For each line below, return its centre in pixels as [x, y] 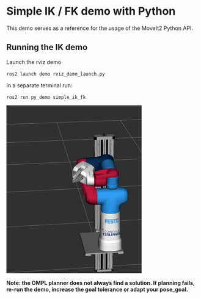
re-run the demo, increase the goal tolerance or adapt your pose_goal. [97, 289]
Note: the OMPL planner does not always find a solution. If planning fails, [100, 283]
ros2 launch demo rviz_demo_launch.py [56, 74]
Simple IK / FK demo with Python [91, 11]
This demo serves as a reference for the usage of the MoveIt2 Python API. [100, 28]
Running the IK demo [47, 47]
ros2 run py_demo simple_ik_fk [46, 97]
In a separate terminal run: [39, 85]
